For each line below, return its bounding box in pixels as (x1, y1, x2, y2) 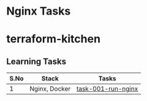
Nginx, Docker (29, 85, 71, 93)
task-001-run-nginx (76, 85, 138, 93)
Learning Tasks (6, 56, 66, 66)
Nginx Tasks (6, 4, 71, 18)
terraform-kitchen (6, 32, 101, 46)
